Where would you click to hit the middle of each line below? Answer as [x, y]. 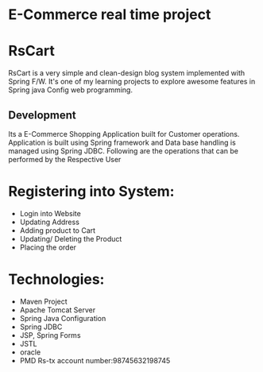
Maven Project [43, 301]
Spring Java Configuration [63, 318]
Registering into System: [91, 192]
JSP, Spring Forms [50, 335]
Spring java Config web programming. [71, 90]
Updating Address [49, 222]
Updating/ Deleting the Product [71, 238]
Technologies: [56, 279]
